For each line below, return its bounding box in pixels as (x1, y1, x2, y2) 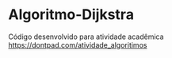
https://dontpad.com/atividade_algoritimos (8, 40, 147, 49)
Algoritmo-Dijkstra (8, 6, 135, 24)
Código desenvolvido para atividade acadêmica (8, 32, 164, 41)
